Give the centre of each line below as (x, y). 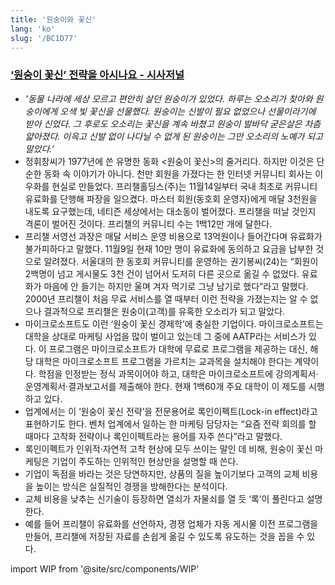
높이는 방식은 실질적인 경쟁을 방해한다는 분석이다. (131, 486)
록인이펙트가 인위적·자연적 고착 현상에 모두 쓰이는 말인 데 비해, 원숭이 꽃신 (168, 448)
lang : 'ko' (33, 29)
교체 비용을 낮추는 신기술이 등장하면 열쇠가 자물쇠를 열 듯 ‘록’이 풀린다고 (164, 498)
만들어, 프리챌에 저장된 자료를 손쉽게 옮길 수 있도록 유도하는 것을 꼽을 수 (164, 536)
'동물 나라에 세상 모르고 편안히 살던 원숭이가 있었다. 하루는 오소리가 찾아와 (168, 98)
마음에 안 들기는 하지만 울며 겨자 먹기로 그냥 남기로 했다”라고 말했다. (176, 286)
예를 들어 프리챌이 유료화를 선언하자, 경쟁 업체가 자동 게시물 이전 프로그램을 (171, 523)
